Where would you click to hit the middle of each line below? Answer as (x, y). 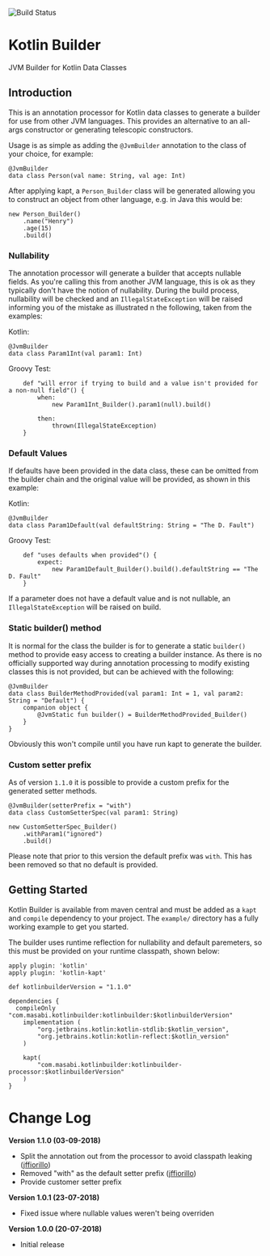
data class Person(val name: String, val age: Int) (97, 175)
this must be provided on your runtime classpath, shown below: (114, 950)
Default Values (38, 453)
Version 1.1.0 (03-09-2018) (55, 1140)
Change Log (50, 1117)
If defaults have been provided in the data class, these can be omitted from (133, 471)
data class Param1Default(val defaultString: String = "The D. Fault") (131, 525)
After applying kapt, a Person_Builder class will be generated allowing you (132, 191)
